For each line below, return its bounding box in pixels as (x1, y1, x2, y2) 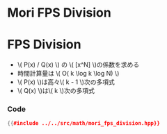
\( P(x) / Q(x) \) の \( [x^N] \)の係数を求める (17, 60, 140, 69)
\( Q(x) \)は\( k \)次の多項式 (17, 87, 95, 95)
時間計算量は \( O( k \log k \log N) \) (17, 69, 120, 78)
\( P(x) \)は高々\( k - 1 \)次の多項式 (17, 78, 115, 86)
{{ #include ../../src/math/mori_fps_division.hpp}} (7, 120, 160, 127)
